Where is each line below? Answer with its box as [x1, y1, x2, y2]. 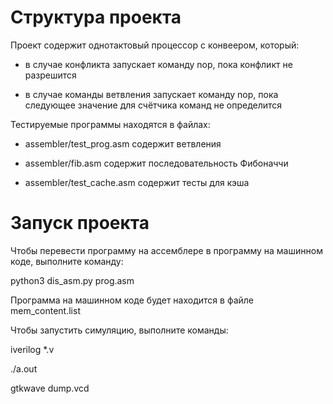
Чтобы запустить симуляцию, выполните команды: [10, 324, 229, 336]
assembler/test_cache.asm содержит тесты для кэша [24, 176, 250, 188]
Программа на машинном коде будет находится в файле [10, 294, 254, 306]
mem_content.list [10, 304, 81, 316]
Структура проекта [10, 6, 182, 29]
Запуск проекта [10, 212, 150, 235]
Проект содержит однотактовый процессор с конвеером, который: [10, 39, 300, 51]
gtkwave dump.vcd [10, 382, 90, 394]
